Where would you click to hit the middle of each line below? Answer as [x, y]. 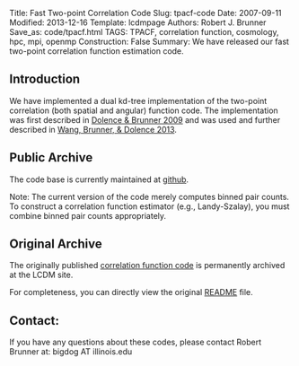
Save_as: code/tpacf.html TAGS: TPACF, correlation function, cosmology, [144, 32]
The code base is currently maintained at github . [99, 179]
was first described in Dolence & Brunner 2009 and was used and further [145, 119]
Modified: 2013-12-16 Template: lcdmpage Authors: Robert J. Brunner [138, 22]
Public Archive [51, 157]
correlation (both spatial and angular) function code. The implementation [144, 110]
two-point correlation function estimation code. [97, 51]
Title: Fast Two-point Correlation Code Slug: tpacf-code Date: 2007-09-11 [145, 13]
